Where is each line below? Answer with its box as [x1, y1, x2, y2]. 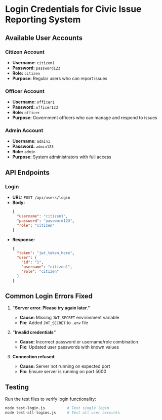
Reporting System [5, 14, 81, 25]
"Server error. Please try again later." [12, 305, 90, 311]
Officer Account [5, 87, 44, 94]
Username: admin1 [12, 138, 50, 144]
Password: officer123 [12, 104, 58, 110]
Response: [12, 236, 35, 243]
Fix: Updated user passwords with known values [19, 344, 120, 350]
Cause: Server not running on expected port [19, 363, 110, 369]
